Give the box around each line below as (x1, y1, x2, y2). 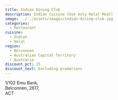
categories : (5, 21, 29, 26)
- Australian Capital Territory (9, 52, 76, 58)
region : (5, 44, 21, 49)
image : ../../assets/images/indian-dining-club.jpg (5, 16, 113, 21)
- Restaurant (9, 25, 36, 30)
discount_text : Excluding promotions (5, 67, 83, 72)
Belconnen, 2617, (5, 85, 40, 91)
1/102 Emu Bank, (5, 80, 38, 86)
